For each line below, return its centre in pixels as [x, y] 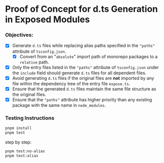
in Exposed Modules [48, 19]
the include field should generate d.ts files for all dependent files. [79, 73]
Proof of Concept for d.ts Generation [82, 9]
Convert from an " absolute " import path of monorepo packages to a [88, 56]
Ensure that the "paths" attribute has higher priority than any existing [82, 99]
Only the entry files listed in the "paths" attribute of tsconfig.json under [85, 67]
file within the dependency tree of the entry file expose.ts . [71, 83]
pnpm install [18, 128]
